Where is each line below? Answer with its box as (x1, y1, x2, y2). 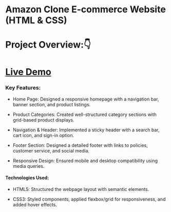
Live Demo (5, 66, 51, 78)
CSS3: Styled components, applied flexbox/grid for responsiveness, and (12, 196, 166, 202)
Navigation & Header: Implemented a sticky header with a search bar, (12, 127, 160, 133)
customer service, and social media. (12, 147, 90, 153)
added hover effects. (12, 202, 58, 208)
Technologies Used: (5, 175, 49, 181)
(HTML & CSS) (5, 14, 68, 26)
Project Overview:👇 (5, 39, 91, 51)
